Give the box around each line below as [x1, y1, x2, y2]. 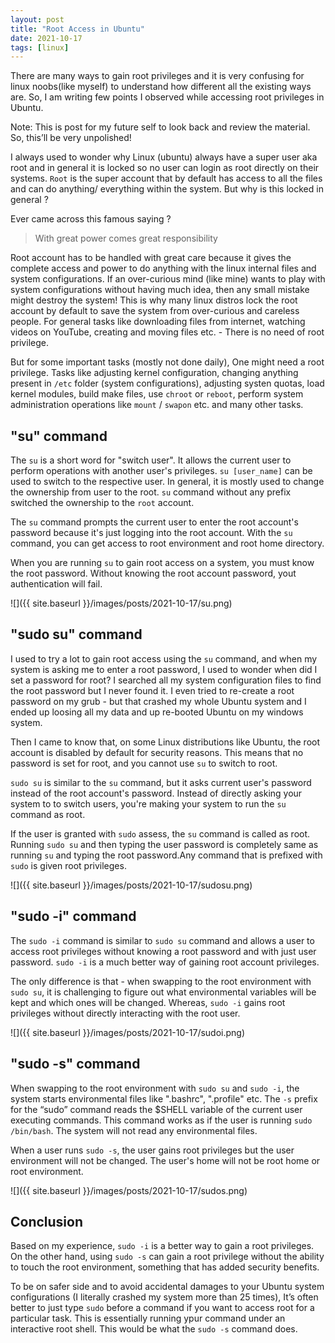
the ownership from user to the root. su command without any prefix [10, 486, 292, 498]
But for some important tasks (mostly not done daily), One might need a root [10, 356, 325, 368]
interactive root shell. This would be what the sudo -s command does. [10, 1323, 298, 1335]
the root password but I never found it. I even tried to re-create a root [10, 684, 295, 696]
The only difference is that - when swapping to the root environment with [10, 975, 312, 987]
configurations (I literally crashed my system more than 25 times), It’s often [10, 1291, 319, 1303]
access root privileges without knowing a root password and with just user [10, 945, 317, 957]
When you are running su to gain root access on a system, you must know [10, 557, 315, 569]
